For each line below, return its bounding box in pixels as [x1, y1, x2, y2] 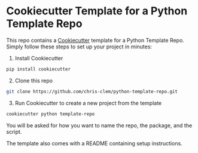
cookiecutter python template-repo [6, 111, 95, 117]
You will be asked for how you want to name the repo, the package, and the [6, 121, 193, 129]
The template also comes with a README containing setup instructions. [6, 139, 182, 147]
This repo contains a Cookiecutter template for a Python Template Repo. [6, 36, 184, 44]
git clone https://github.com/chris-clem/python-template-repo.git [6, 88, 178, 94]
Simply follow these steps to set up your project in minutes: [6, 43, 153, 50]
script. [6, 128, 22, 135]
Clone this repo [14, 76, 53, 84]
